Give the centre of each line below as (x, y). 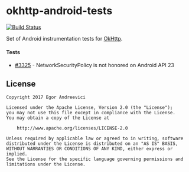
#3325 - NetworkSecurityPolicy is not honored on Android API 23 (94, 65)
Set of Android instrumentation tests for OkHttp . (64, 38)
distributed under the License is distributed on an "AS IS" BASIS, (92, 143)
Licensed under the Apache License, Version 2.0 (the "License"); (89, 107)
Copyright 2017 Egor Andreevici (46, 97)
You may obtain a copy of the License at (58, 118)
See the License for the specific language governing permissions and (95, 159)
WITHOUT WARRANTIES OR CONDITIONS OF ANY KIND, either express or (89, 148)
